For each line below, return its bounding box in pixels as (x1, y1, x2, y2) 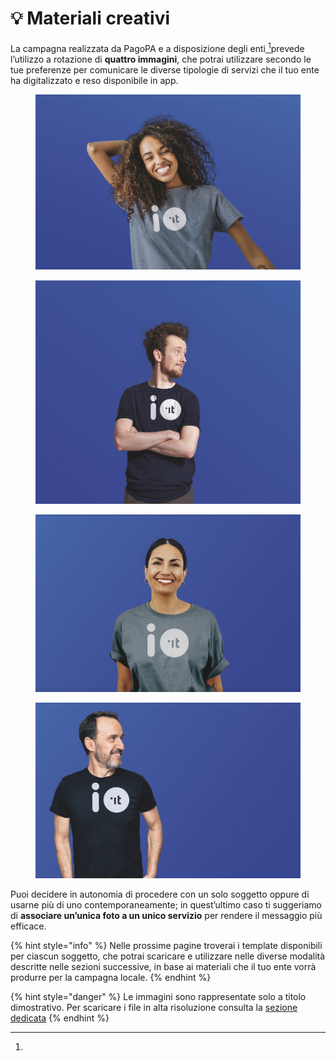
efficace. (10, 920, 47, 932)
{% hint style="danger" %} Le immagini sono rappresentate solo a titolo (10, 990, 307, 1002)
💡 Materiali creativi (10, 7, 171, 30)
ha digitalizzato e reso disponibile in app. (10, 74, 179, 86)
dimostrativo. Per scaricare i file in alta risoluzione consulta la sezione (10, 1001, 298, 1013)
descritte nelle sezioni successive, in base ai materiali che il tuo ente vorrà (10, 960, 317, 972)
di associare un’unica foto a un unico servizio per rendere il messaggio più (10, 909, 323, 921)
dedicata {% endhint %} (10, 1012, 110, 1024)
